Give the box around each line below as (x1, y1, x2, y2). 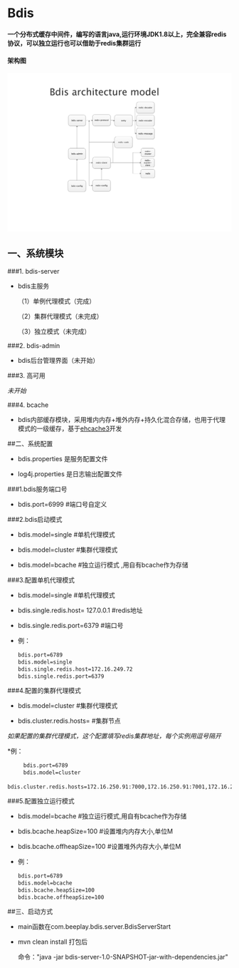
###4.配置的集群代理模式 (7, 686, 82, 694)
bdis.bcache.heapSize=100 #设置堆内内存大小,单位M (17, 827, 173, 835)
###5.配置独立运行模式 (7, 796, 75, 805)
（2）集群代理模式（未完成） (17, 311, 103, 320)
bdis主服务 (17, 282, 50, 290)
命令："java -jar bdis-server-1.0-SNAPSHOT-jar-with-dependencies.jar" (17, 952, 229, 961)
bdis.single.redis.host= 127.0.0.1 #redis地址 (17, 606, 143, 614)
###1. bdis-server (7, 267, 60, 275)
